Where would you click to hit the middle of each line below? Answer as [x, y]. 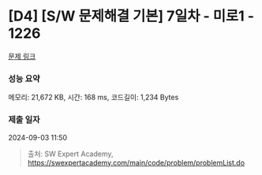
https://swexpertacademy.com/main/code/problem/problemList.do [136, 162]
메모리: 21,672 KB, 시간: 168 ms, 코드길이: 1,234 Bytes [94, 97]
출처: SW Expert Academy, [70, 154]
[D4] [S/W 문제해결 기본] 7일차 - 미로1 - [131, 16]
